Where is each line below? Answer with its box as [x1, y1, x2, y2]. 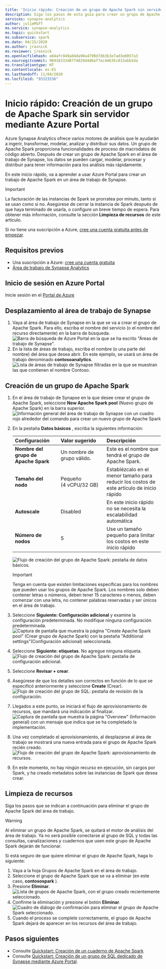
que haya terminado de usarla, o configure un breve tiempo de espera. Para [5, 206, 160, 212]
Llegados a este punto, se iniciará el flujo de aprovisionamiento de [12, 703, 147, 709]
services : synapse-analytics [5, 16, 65, 21]
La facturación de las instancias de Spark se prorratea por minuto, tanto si [5, 195, 156, 201]
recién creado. [12, 744, 42, 750]
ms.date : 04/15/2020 [5, 40, 48, 45]
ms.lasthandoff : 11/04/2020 [5, 72, 63, 77]
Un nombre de [60, 449, 94, 455]
